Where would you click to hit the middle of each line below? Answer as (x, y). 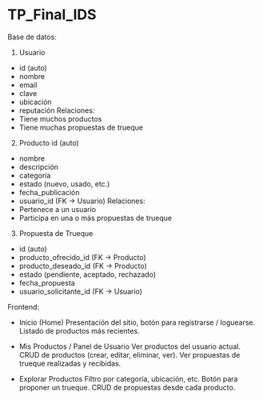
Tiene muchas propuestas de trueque (81, 127)
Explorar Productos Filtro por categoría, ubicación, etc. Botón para (128, 378)
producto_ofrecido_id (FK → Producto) (82, 257)
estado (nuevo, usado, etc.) (64, 184)
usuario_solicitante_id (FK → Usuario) (81, 291)
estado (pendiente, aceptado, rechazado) (88, 274)
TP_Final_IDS (52, 15)
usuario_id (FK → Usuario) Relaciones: (82, 201)
